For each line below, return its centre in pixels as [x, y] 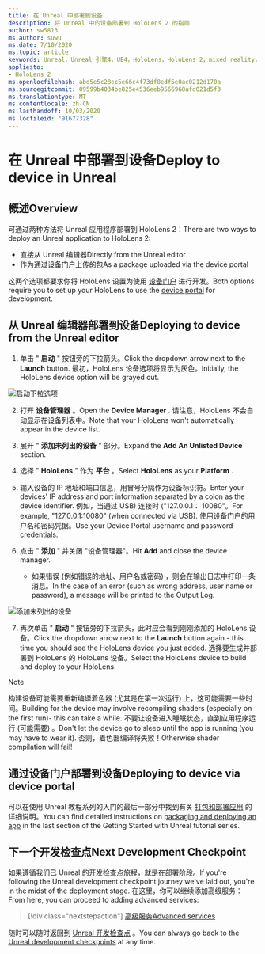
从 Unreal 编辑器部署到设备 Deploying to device [124, 325]
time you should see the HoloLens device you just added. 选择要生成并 [135, 648]
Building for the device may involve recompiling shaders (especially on [137, 708]
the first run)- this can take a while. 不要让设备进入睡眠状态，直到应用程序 [129, 718]
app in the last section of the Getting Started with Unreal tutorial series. [124, 825]
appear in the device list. [60, 429]
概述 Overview [43, 209]
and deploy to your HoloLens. [68, 667]
